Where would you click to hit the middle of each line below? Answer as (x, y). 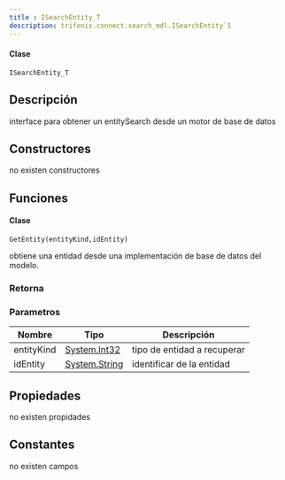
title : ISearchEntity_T (55, 17)
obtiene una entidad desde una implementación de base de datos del (135, 255)
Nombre (35, 335)
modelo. (24, 265)
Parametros (35, 312)
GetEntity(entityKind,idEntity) (69, 239)
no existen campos (44, 466)
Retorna (27, 288)
